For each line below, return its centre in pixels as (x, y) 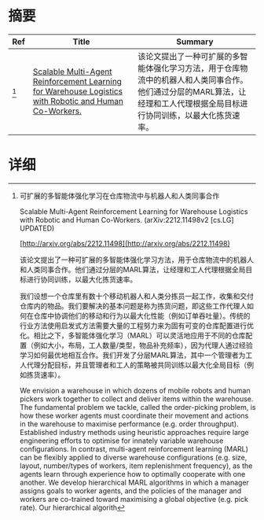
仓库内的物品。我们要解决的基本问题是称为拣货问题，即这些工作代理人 (133, 306)
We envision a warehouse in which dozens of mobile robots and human (135, 390)
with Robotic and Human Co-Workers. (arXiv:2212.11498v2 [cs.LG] (126, 219)
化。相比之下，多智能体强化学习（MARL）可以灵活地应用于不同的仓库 (132, 335)
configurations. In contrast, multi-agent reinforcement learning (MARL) (134, 448)
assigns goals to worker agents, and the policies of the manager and (130, 490)
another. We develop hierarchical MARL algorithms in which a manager (134, 482)
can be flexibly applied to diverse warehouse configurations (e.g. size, (133, 457)
